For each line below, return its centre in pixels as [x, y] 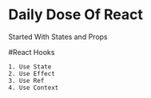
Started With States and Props [58, 37]
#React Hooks [32, 52]
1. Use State [30, 67]
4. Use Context [34, 88]
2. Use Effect [32, 73]
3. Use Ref [26, 80]
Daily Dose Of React [76, 15]
